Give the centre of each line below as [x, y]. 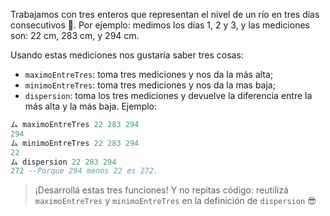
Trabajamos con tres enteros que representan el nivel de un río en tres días [165, 14]
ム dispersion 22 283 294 [63, 162]
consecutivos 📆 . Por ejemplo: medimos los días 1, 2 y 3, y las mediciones [160, 25]
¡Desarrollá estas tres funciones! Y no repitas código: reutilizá [161, 190]
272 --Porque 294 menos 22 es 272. [84, 171]
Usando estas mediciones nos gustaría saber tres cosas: [127, 55]
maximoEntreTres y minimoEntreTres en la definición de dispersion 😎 [175, 201]
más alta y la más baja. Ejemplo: [91, 106]
